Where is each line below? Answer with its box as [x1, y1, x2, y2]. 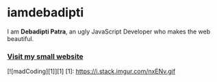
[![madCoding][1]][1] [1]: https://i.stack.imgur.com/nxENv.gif [7, 67, 176, 76]
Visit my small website [7, 51, 84, 61]
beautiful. [7, 34, 34, 42]
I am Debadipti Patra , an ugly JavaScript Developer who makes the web [7, 27, 211, 36]
